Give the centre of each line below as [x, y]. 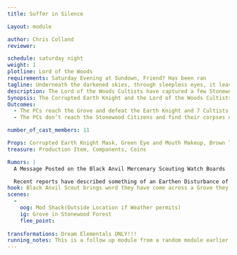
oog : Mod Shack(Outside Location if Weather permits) [101, 208]
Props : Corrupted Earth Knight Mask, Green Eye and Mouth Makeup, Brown [116, 143]
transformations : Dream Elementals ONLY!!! [72, 234]
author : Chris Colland [41, 39]
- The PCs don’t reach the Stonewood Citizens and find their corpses [120, 118]
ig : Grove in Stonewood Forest [66, 214]
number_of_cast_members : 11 [49, 130]
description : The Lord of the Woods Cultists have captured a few [107, 91]
